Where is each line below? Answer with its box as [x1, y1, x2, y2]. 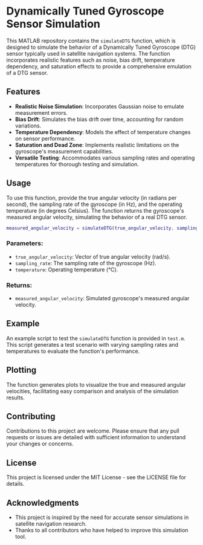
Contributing [6, 411, 56, 422]
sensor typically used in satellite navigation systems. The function [6, 50, 170, 57]
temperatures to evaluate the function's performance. [6, 347, 140, 355]
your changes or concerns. [6, 440, 74, 448]
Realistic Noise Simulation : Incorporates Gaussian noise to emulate [14, 103, 184, 110]
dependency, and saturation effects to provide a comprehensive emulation [6, 62, 192, 70]
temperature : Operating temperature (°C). [14, 266, 118, 273]
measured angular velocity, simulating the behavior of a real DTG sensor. [6, 213, 187, 221]
